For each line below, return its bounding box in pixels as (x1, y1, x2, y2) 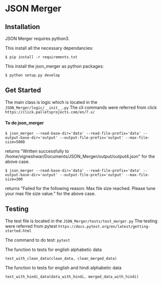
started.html (5, 228, 32, 233)
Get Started (5, 86, 41, 95)
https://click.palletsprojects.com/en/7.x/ (5, 109, 95, 115)
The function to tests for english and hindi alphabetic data (5, 264, 122, 271)
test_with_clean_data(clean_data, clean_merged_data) (5, 256, 117, 261)
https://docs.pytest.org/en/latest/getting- (58, 224, 151, 229)
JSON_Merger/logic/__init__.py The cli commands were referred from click (5, 104, 157, 110)
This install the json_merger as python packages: (5, 63, 104, 69)
